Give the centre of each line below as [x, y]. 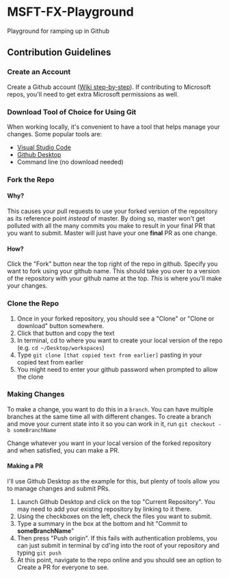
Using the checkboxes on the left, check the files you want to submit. [114, 516]
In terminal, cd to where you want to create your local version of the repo [120, 340]
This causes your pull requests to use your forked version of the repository [112, 211]
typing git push [39, 553]
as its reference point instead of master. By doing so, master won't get [106, 218]
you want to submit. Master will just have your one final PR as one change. [112, 233]
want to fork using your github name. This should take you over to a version [113, 271]
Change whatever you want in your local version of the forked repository [109, 443]
